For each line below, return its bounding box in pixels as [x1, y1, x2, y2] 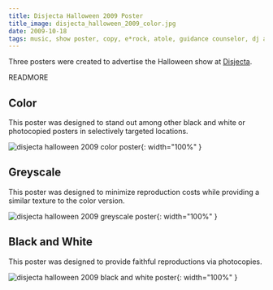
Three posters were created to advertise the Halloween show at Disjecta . [8, 57, 253, 67]
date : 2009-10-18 [8, 27, 67, 35]
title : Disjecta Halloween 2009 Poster [8, 11, 144, 20]
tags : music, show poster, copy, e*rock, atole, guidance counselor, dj [8, 34, 260, 43]
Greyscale [8, 166, 62, 180]
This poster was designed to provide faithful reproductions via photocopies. [8, 257, 262, 266]
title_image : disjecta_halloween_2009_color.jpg [8, 19, 176, 28]
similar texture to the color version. [8, 196, 125, 206]
